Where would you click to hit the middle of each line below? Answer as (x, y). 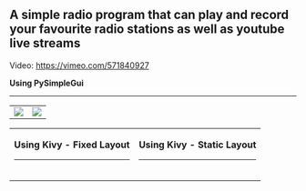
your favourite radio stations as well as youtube (147, 30)
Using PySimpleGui (46, 83)
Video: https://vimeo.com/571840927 (80, 65)
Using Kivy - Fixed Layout (72, 145)
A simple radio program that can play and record (149, 15)
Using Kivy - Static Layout (198, 145)
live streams (45, 43)
